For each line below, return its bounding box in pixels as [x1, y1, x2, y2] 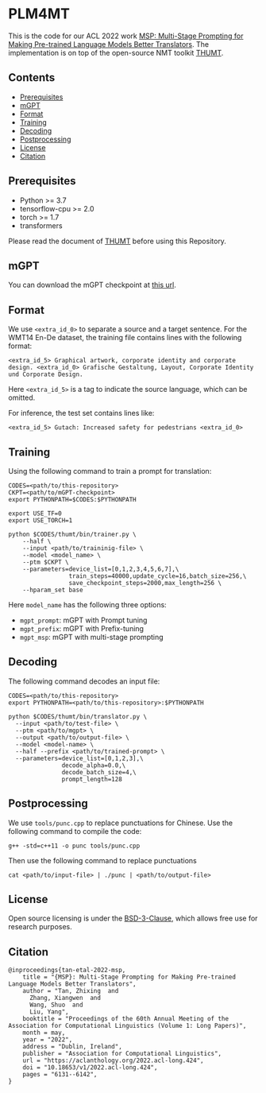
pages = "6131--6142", [22, 1071, 98, 1079]
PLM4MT [8, 5, 70, 23]
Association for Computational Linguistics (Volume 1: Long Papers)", [8, 1022, 247, 1030]
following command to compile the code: [8, 826, 142, 835]
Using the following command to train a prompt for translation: [8, 467, 212, 475]
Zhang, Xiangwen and [29, 994, 102, 1002]
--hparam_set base [22, 586, 83, 594]
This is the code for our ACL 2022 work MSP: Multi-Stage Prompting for [8, 31, 244, 41]
